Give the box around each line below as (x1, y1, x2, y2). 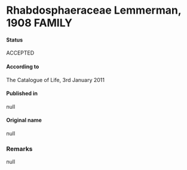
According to (6, 63, 39, 70)
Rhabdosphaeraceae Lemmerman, (6, 4, 182, 17)
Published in (6, 90, 38, 97)
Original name (6, 117, 42, 124)
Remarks (6, 144, 33, 153)
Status (6, 36, 23, 43)
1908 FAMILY (6, 16, 73, 30)
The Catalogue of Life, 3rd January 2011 (6, 76, 105, 83)
